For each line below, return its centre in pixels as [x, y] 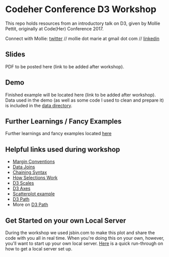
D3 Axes [22, 189]
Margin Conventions [34, 162]
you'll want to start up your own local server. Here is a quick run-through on [84, 243]
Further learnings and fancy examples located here [58, 134]
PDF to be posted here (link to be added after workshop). [65, 66]
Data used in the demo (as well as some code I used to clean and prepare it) [85, 100]
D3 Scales [23, 183]
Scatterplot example [34, 194]
